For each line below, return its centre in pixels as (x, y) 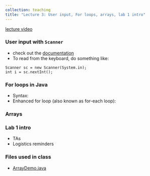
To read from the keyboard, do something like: (61, 58)
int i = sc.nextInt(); (29, 72)
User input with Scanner (34, 42)
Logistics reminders (33, 144)
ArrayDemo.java (29, 168)
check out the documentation (43, 53)
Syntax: (20, 96)
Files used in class (28, 157)
